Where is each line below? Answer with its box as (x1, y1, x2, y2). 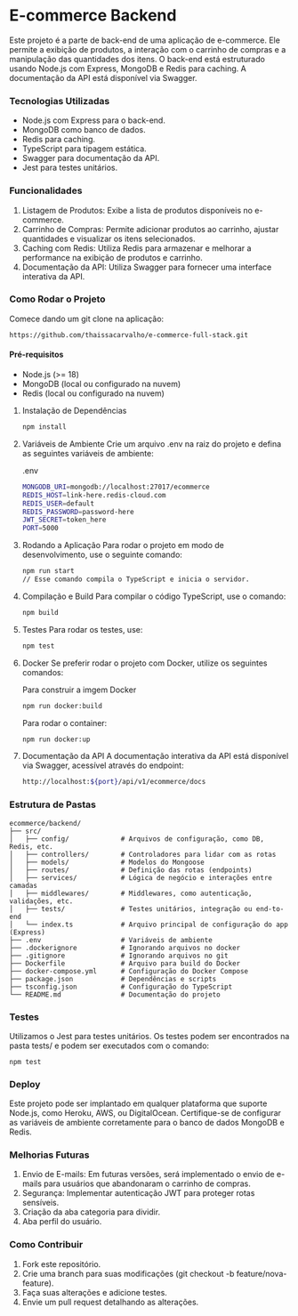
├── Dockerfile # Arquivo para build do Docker (9, 958, 241, 968)
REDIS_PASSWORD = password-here (21, 507, 135, 516)
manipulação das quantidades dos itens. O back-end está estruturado (9, 53, 265, 64)
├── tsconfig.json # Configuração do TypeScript (9, 982, 233, 991)
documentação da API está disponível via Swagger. (9, 72, 197, 83)
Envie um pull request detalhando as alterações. (21, 1296, 199, 1307)
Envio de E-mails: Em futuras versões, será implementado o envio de (21, 1169, 275, 1180)
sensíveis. (21, 1198, 60, 1208)
